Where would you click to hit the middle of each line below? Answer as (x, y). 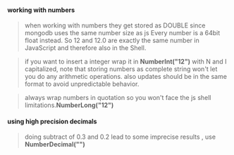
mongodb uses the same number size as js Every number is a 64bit (122, 33)
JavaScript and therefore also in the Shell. (85, 48)
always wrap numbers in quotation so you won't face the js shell (118, 98)
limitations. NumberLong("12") (69, 105)
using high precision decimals (52, 121)
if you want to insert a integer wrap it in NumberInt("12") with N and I (125, 62)
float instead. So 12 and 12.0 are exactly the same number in (112, 41)
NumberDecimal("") (55, 144)
